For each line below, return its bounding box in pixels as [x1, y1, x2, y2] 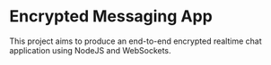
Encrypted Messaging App [9, 6, 213, 27]
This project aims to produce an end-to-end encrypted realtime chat [9, 36, 262, 46]
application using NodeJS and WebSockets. [9, 45, 172, 55]
